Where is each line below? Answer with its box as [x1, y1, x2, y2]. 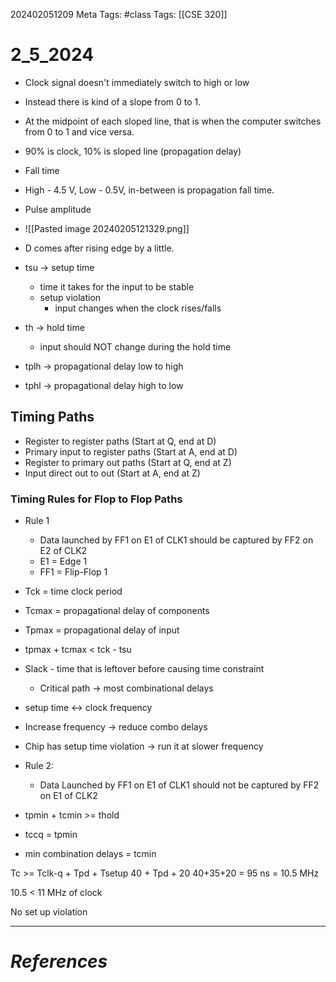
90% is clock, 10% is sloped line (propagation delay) [24, 145, 242, 157]
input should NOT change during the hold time [39, 340, 232, 353]
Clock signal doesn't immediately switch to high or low [24, 76, 250, 88]
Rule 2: [24, 760, 55, 772]
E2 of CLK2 [39, 545, 88, 557]
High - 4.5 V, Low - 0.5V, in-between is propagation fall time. [24, 184, 275, 196]
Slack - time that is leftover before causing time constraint [24, 663, 265, 675]
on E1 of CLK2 [39, 790, 98, 802]
